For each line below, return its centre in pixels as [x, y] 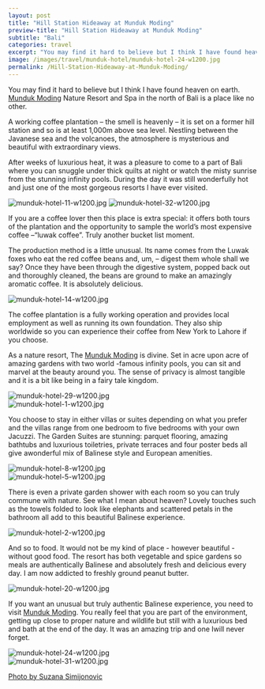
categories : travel [40, 45]
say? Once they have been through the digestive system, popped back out [129, 267]
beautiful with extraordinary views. [64, 146]
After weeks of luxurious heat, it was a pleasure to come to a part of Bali [125, 162]
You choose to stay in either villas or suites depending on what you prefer [128, 419]
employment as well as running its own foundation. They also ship [115, 323]
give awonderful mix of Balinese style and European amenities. [110, 452]
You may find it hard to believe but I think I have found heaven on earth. [124, 89]
